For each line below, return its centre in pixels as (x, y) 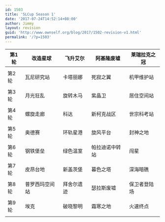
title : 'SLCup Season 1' (30, 14)
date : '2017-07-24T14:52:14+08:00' (41, 19)
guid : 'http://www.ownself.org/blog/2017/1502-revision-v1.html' (73, 32)
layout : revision (23, 28)
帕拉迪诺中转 (106, 147)
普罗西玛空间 (40, 184)
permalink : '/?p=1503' (28, 37)
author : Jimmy (20, 23)
